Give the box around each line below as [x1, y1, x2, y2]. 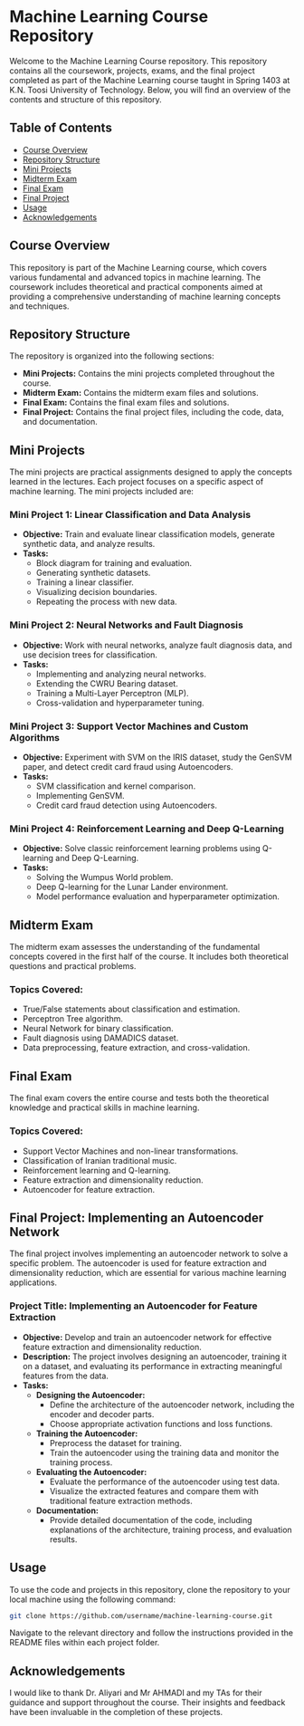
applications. [9, 1277, 57, 1288]
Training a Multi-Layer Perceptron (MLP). [35, 687, 189, 698]
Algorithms [9, 731, 61, 743]
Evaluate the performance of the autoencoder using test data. [49, 1476, 280, 1487]
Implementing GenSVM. [35, 791, 125, 801]
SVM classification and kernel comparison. [35, 781, 196, 791]
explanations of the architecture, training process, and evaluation [49, 1524, 292, 1535]
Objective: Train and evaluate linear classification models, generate [22, 529, 276, 540]
